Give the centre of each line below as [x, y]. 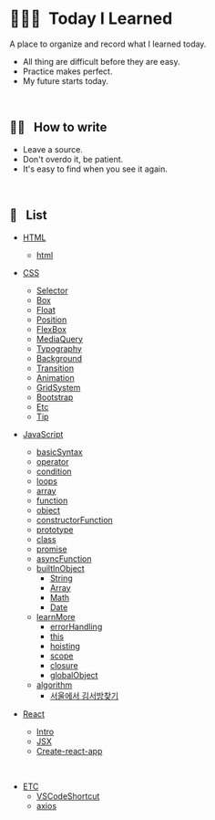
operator [52, 461]
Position [51, 320]
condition [54, 471]
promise [51, 549]
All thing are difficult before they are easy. [101, 61]
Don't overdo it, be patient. [73, 159]
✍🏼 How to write [58, 127]
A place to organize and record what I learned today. [108, 44]
